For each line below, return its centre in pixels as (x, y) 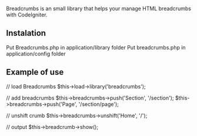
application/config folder (36, 54)
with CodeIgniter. (27, 15)
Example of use (35, 72)
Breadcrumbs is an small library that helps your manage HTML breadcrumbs (98, 9)
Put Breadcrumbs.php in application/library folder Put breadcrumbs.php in (96, 47)
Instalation (26, 33)
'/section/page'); (99, 104)
